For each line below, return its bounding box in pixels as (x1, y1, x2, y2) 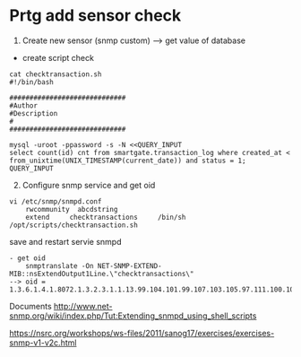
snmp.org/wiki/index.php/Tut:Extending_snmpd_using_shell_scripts (9, 310, 257, 321)
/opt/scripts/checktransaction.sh (9, 221, 139, 230)
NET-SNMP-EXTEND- (97, 261, 163, 270)
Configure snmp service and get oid (21, 179, 156, 190)
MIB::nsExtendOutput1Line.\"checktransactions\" (9, 269, 194, 278)
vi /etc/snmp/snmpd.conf (9, 196, 102, 206)
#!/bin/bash (9, 77, 54, 86)
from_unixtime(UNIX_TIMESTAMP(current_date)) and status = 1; (9, 156, 246, 165)
